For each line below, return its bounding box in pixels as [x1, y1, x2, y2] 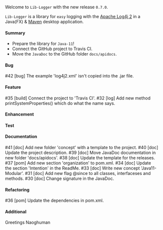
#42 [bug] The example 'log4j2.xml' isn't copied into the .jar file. [5, 73, 134, 79]
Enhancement [5, 112, 34, 117]
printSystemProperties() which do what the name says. [5, 100, 115, 106]
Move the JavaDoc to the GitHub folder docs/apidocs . [12, 51, 117, 57]
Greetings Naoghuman [5, 219, 51, 226]
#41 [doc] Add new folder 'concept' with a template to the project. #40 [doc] [5, 145, 159, 150]
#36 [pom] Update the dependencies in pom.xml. [5, 197, 104, 204]
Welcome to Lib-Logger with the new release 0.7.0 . [5, 4, 108, 10]
